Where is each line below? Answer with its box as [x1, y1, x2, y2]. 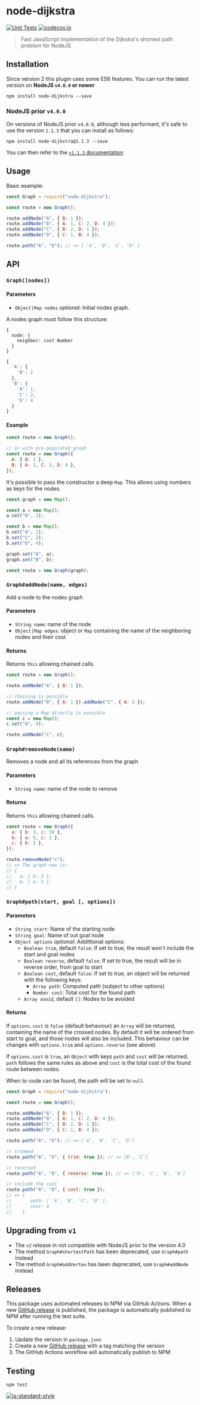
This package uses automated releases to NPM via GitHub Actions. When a [6, 1300, 192, 1308]
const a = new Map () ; [6, 507, 60, 513]
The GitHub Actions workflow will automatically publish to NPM [14, 1349, 171, 1356]
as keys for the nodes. [6, 484, 61, 492]
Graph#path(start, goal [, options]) [6, 898, 116, 906]
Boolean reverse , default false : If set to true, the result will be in [23, 957, 181, 964]
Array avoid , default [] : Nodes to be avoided [23, 995, 135, 1002]
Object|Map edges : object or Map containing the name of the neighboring [14, 627, 191, 634]
